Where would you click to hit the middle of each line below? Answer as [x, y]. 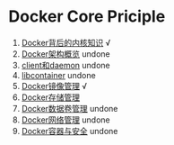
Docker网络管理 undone [65, 120]
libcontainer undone [58, 75]
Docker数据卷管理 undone [70, 108]
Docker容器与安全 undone [70, 131]
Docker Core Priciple [87, 17]
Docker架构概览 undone [65, 54]
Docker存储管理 [51, 97]
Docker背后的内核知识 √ [66, 42]
